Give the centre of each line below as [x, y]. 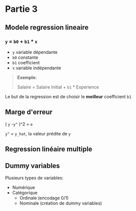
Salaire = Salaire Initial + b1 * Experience [58, 87]
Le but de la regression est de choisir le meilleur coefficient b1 [68, 96]
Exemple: [27, 77]
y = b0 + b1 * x [21, 42]
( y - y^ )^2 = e [19, 124]
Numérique [24, 187]
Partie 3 [21, 9]
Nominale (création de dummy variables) [61, 203]
